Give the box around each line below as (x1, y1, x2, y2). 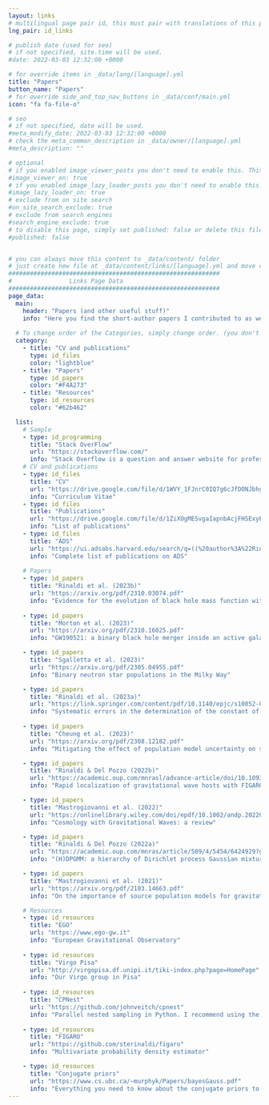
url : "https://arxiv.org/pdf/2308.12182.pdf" (29, 737, 184, 745)
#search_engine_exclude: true (8, 218, 110, 227)
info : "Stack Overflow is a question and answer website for (29, 456, 239, 464)
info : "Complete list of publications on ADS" (29, 552, 188, 561)
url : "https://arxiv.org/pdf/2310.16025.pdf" (29, 626, 184, 635)
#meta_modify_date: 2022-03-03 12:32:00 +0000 (8, 130, 167, 138)
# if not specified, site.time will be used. (8, 49, 163, 57)
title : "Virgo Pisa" (29, 958, 98, 966)
